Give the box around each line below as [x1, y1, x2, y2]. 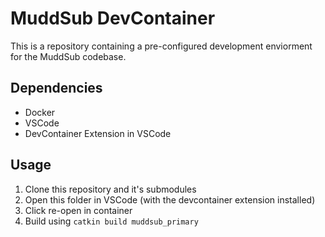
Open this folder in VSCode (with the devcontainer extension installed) [24, 193, 316, 206]
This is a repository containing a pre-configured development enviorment [10, 40, 313, 52]
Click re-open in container [24, 204, 133, 216]
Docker [24, 106, 56, 118]
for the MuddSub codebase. [10, 50, 127, 62]
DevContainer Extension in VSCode [24, 127, 172, 139]
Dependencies [10, 80, 103, 97]
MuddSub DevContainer [10, 7, 216, 30]
